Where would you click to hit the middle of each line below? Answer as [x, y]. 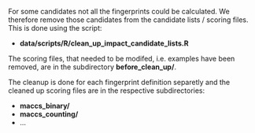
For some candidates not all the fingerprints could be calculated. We [119, 11]
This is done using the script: [55, 28]
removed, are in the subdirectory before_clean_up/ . [92, 67]
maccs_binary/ [44, 106]
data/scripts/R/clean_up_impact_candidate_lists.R [104, 43]
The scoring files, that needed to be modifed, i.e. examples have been [122, 59]
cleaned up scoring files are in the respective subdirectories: [107, 91]
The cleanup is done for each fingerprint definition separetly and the [119, 82]
